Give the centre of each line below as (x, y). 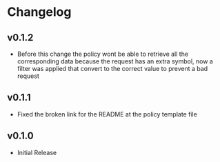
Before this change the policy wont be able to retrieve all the (102, 54)
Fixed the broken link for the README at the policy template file (107, 114)
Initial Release (37, 152)
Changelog (39, 12)
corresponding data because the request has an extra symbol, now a (115, 61)
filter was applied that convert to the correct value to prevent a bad (112, 69)
